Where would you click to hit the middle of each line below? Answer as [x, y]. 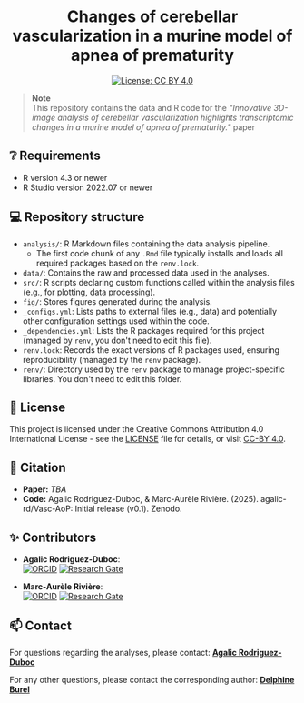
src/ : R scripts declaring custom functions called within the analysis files [158, 282]
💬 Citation [38, 467]
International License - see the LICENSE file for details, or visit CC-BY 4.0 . [147, 439]
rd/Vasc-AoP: [48, 509]
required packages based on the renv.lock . [118, 263]
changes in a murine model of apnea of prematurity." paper [143, 127]
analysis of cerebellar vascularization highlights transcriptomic [176, 117]
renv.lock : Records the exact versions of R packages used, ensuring [151, 350]
